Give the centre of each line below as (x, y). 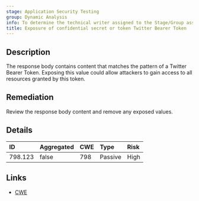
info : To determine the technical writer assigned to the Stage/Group (95, 22)
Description (28, 52)
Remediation (30, 97)
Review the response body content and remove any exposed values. (90, 111)
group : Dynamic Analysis (37, 17)
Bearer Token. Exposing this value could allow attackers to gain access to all (99, 73)
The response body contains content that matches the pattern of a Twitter (97, 66)
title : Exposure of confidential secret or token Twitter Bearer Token (96, 28)
